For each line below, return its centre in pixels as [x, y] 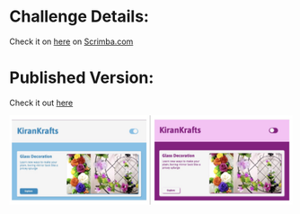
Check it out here [41, 103]
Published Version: [82, 78]
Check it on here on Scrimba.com [71, 41]
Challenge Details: [79, 17]
